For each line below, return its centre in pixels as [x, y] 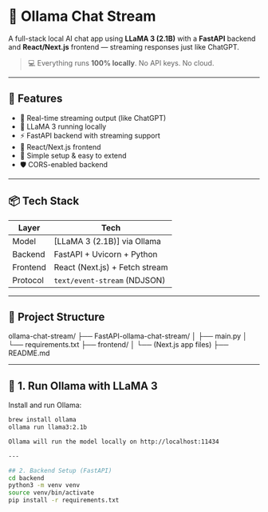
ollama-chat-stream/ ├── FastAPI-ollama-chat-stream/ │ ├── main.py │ [128, 336]
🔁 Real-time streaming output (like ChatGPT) [93, 118]
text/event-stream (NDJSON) [110, 280]
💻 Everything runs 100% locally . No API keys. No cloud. [121, 62]
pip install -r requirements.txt [64, 500]
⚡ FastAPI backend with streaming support [90, 135]
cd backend [26, 478]
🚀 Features [35, 99]
